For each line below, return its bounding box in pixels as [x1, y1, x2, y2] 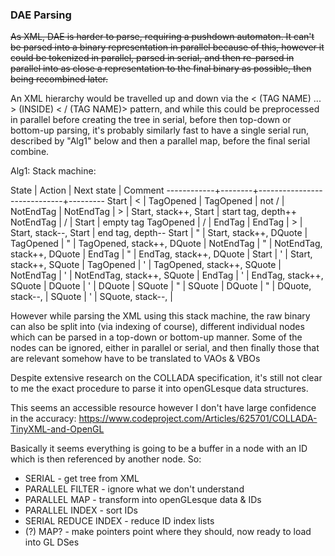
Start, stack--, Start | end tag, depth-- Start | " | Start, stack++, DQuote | [10, 227, 308, 239]
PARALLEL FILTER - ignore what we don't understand [24, 483, 245, 495]
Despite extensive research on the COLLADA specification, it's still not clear [10, 372, 323, 384]
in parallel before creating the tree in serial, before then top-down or [10, 114, 292, 126]
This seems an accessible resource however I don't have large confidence [10, 402, 317, 414]
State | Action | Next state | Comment [10, 184, 165, 197]
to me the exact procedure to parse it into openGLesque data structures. [10, 383, 309, 395]
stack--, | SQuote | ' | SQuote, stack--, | [10, 291, 174, 303]
